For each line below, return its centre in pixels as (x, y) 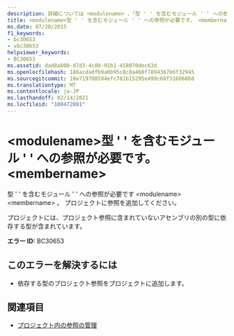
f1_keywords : (26, 33)
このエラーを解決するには (62, 265)
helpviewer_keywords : (39, 53)
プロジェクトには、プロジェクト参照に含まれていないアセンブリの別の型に (114, 217)
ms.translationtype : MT (42, 85)
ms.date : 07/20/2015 (37, 26)
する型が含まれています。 (49, 226)
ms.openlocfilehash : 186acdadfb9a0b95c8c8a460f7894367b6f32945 (101, 72)
